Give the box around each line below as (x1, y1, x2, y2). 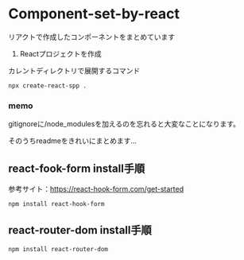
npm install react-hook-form (8, 200, 105, 208)
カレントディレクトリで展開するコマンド (8, 65, 141, 76)
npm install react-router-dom (8, 245, 109, 253)
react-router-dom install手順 (8, 223, 153, 237)
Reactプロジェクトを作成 (19, 49, 102, 58)
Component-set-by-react (8, 5, 180, 23)
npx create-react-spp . (8, 81, 87, 90)
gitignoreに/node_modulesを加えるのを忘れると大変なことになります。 (8, 119, 241, 129)
